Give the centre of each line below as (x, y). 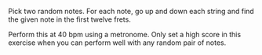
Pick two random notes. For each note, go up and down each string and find (131, 11)
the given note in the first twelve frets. (69, 19)
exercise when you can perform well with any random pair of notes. (117, 43)
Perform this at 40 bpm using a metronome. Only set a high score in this (125, 34)
